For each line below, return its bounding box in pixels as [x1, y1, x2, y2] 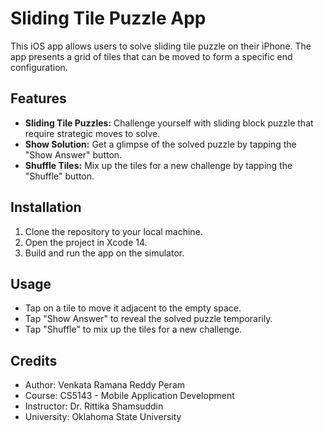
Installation [10, 199, 82, 216]
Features [10, 90, 67, 107]
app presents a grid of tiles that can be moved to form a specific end [10, 50, 293, 62]
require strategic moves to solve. [24, 127, 161, 139]
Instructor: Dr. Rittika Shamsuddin [24, 400, 164, 412]
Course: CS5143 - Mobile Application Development [24, 390, 235, 402]
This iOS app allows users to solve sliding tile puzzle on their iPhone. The [10, 40, 312, 52]
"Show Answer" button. [24, 148, 123, 161]
